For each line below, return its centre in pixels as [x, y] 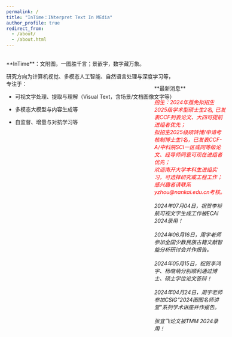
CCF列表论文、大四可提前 [191, 117]
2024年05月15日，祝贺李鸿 [188, 263]
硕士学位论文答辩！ [188, 278]
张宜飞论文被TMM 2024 [184, 321]
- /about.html [29, 40]
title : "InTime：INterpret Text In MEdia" [59, 17]
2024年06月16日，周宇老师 [188, 235]
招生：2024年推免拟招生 [184, 102]
